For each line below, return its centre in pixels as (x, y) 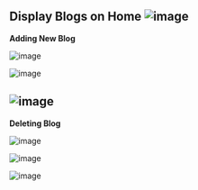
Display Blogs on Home (76, 17)
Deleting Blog (35, 123)
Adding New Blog (42, 38)
